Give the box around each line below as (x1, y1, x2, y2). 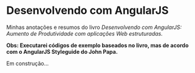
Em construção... (6, 60, 49, 67)
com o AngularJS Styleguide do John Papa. (6, 48, 118, 55)
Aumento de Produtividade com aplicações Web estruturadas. (6, 30, 163, 37)
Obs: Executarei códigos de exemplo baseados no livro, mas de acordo (6, 42, 189, 49)
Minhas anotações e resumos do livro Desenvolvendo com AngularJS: (6, 24, 182, 31)
